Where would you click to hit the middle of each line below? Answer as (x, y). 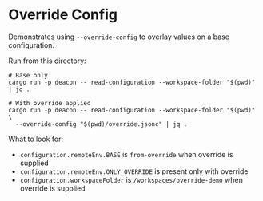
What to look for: (36, 139)
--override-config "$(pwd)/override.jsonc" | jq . (102, 124)
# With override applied (50, 103)
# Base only (28, 75)
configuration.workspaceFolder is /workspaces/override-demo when (131, 179)
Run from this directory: (47, 61)
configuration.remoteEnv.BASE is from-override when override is (126, 154)
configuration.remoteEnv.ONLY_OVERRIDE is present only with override (134, 171)
